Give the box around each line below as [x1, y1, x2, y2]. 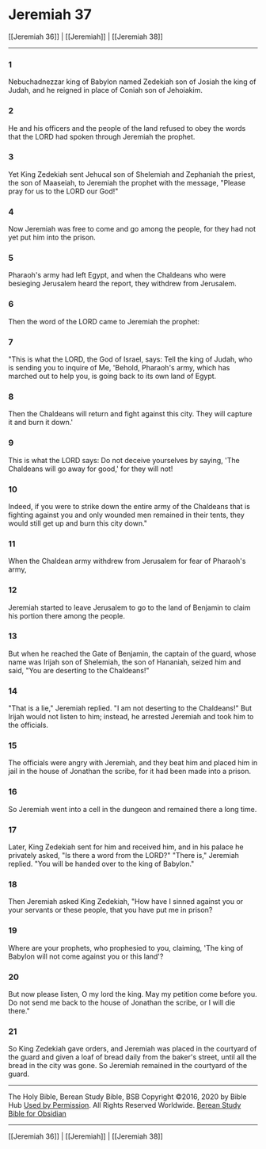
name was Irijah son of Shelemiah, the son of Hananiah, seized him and [8, 657, 241, 667]
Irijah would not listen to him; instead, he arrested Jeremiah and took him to [8, 712, 254, 722]
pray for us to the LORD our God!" [8, 186, 119, 196]
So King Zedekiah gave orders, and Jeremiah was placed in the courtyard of [8, 1044, 257, 1054]
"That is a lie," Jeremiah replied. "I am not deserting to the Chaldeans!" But [8, 703, 252, 713]
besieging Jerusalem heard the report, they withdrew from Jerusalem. [8, 279, 237, 289]
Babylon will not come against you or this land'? [8, 952, 164, 961]
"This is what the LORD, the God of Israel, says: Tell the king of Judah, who [8, 354, 253, 364]
